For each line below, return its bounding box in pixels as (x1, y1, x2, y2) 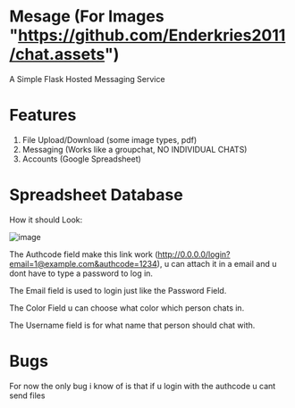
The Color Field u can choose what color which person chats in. (9, 302, 245, 313)
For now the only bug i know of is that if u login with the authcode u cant (9, 380, 276, 391)
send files (9, 390, 46, 401)
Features (9, 105, 77, 126)
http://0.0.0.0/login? (157, 248, 231, 260)
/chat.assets (9, 45, 105, 64)
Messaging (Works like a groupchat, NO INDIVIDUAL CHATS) (21, 144, 248, 154)
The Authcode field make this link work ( (9, 248, 158, 260)
